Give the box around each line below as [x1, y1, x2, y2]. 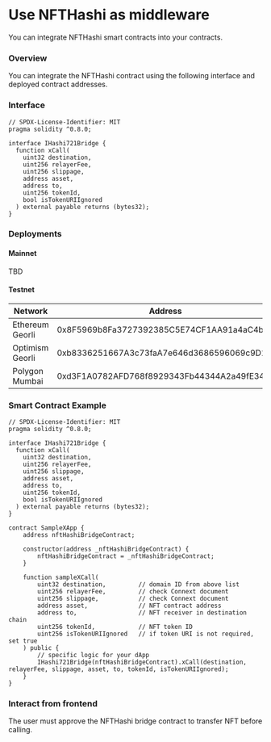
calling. [8, 725, 33, 735]
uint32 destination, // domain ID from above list [37, 581, 240, 589]
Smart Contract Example [8, 400, 107, 411]
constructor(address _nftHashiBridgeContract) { [23, 545, 190, 554]
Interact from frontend [8, 698, 98, 710]
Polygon [12, 365, 44, 376]
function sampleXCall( [23, 573, 99, 582]
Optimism [12, 342, 49, 353]
